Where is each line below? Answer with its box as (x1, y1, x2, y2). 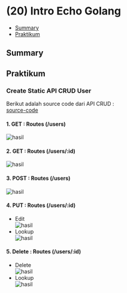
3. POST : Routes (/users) (6, 174, 71, 182)
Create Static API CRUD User (6, 86, 92, 94)
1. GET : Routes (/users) (6, 120, 66, 128)
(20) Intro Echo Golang (6, 4, 122, 18)
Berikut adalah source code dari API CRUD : (6, 100, 114, 108)
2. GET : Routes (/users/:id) (6, 147, 76, 155)
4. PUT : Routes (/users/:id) (6, 202, 76, 209)
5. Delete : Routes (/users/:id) (6, 248, 81, 255)
